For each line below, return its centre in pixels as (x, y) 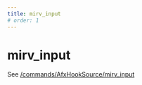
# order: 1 (23, 20)
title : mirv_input (34, 14)
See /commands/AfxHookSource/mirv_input (71, 74)
